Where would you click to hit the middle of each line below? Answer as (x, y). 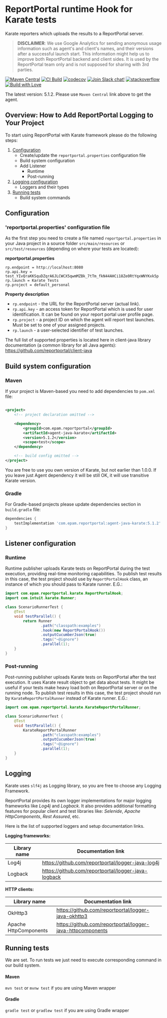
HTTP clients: (19, 889)
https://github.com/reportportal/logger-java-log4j (101, 863)
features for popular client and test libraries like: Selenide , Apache (73, 811)
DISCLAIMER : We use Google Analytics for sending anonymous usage (89, 43)
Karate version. (21, 480)
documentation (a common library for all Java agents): (61, 345)
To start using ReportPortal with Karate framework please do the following (81, 135)
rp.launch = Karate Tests (32, 281)
